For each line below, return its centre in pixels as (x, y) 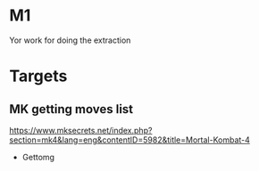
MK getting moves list (71, 109)
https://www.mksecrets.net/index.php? (81, 130)
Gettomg (38, 157)
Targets (38, 76)
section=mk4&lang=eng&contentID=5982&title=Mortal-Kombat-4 (129, 140)
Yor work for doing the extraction (70, 40)
